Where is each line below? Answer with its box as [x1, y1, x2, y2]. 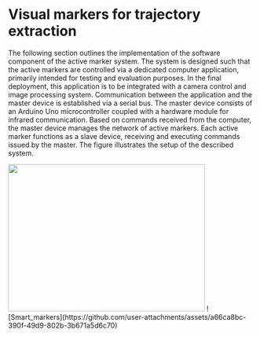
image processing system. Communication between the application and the [8, 90, 253, 99]
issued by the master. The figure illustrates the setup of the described [8, 140, 234, 149]
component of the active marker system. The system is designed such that [8, 57, 251, 66]
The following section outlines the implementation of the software [8, 48, 221, 57]
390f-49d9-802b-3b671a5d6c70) [8, 321, 118, 330]
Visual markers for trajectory [8, 5, 201, 24]
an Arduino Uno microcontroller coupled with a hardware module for [8, 106, 229, 115]
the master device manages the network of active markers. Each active [8, 123, 239, 133]
